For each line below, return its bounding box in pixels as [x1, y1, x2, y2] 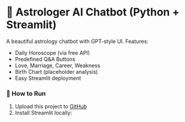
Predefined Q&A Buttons [14, 55, 76, 62]
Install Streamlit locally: [14, 110, 72, 117]
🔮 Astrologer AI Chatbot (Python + [6, 5, 180, 19]
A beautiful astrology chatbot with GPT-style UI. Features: [6, 37, 148, 45]
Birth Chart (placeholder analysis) [14, 68, 98, 75]
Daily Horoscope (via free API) [14, 49, 90, 56]
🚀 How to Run [6, 89, 46, 98]
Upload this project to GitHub [14, 103, 87, 110]
